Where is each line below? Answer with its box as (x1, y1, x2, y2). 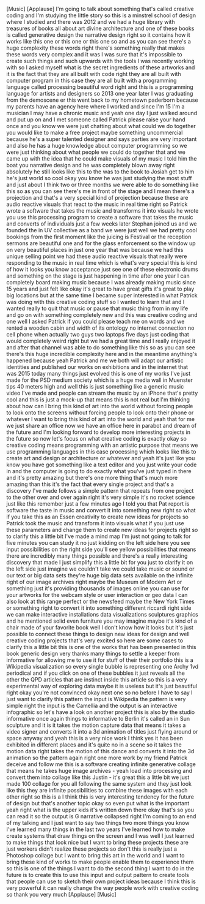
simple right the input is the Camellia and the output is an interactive (6, 702, 178, 709)
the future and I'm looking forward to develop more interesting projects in (6, 428, 191, 436)
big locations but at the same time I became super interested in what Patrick (6, 292, 198, 299)
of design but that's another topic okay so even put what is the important (6, 800, 190, 807)
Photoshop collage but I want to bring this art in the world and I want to (6, 852, 185, 859)
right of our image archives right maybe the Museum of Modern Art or (6, 579, 182, 585)
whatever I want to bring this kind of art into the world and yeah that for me (6, 416, 195, 422)
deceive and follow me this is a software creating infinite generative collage (6, 761, 196, 768)
